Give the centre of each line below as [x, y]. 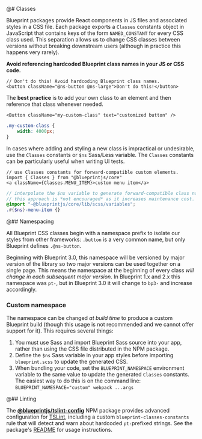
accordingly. [22, 290]
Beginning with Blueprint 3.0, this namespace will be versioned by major [96, 257]
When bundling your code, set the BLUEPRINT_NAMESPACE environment [99, 368]
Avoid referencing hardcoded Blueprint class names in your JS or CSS [95, 64]
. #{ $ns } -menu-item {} [33, 210]
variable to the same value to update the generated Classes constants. [102, 375]
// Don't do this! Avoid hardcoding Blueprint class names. [83, 81]
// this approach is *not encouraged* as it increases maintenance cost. [101, 199]
